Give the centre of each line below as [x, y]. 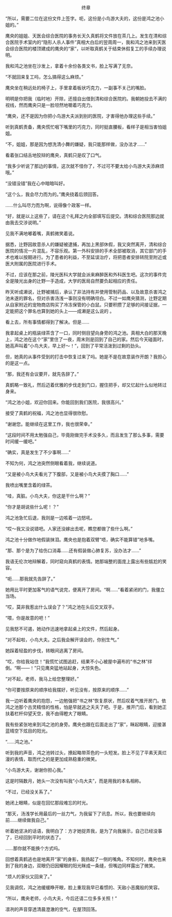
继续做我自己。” [33, 820]
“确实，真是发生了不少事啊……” [38, 452]
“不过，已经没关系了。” [29, 792]
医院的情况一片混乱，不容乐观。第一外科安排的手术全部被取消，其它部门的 [84, 251]
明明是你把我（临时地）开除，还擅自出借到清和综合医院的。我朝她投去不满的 [86, 99]
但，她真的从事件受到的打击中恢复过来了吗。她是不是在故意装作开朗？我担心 [86, 357]
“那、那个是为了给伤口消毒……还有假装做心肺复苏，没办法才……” [73, 550]
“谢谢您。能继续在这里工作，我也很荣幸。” [49, 424]
